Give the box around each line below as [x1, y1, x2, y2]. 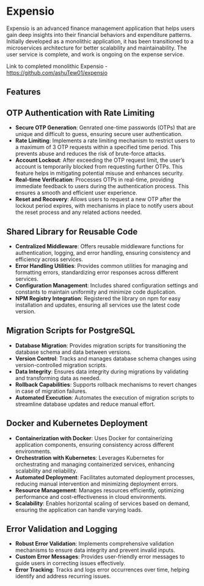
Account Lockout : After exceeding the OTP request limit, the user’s [15, 156, 185, 164]
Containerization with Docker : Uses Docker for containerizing [15, 434, 173, 442]
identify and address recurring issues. [15, 573, 111, 580]
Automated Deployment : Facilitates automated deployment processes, [15, 473, 195, 481]
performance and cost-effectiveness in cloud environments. [15, 493, 167, 500]
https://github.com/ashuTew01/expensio [6, 69, 108, 76]
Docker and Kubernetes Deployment [6, 418, 148, 428]
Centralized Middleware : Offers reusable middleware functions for [15, 242, 184, 249]
